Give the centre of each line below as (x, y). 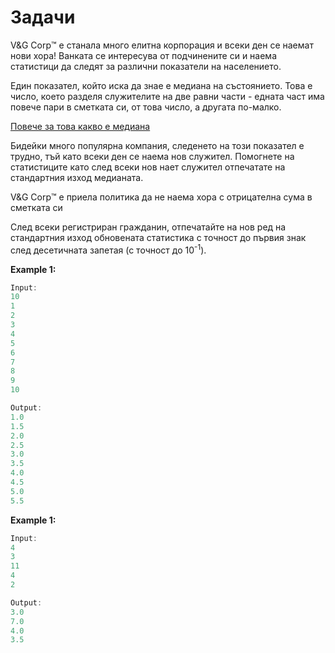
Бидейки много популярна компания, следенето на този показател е (157, 145)
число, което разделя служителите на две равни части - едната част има (167, 96)
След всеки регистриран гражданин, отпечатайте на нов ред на (148, 227)
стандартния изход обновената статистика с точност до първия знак (158, 237)
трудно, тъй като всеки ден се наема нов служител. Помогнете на (152, 156)
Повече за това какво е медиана (80, 126)
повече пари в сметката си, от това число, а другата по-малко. (146, 107)
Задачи (43, 17)
